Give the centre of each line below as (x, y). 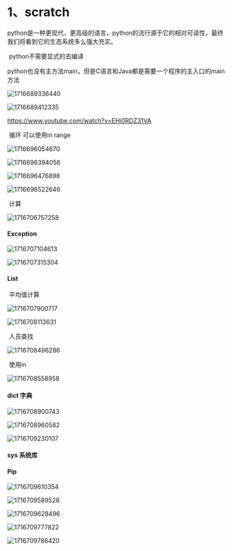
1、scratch (39, 12)
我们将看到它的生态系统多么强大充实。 (62, 41)
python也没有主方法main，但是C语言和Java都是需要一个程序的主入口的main (116, 71)
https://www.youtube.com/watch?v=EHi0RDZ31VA (79, 120)
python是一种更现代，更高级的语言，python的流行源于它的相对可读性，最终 (115, 33)
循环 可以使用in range (40, 135)
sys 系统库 (23, 455)
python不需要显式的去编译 (46, 56)
